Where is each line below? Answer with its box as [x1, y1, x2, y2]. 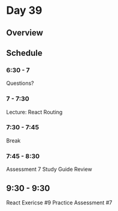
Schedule [6, 47, 43, 58]
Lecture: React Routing [6, 108, 63, 115]
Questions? [6, 79, 34, 87]
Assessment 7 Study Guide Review [6, 166, 92, 173]
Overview [6, 28, 44, 38]
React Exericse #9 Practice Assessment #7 [6, 199, 113, 206]
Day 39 [6, 4, 43, 17]
